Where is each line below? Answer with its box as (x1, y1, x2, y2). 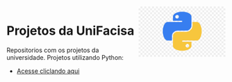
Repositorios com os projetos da (6, 46, 99, 54)
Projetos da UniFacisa (6, 23, 135, 39)
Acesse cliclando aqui (16, 67, 80, 75)
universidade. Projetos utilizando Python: (6, 53, 124, 61)
